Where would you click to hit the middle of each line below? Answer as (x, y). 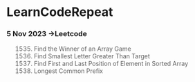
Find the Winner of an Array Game (83, 49)
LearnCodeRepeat (60, 12)
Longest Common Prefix (68, 71)
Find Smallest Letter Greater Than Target (92, 56)
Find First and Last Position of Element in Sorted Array (111, 64)
